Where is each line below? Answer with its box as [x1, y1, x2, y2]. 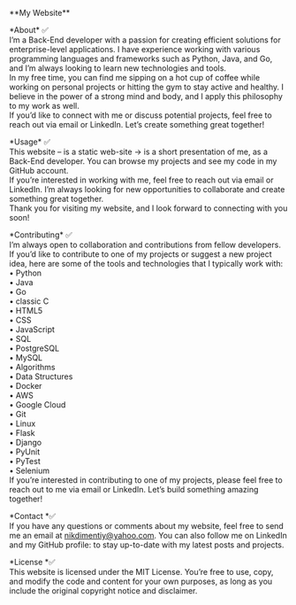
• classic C [9, 296, 49, 306]
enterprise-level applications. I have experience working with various [9, 44, 261, 54]
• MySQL [9, 353, 42, 362]
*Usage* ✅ [9, 136, 51, 147]
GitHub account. [9, 166, 69, 175]
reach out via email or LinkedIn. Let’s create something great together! [9, 120, 265, 129]
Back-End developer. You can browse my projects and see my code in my [9, 156, 277, 167]
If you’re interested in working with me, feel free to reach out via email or [9, 175, 274, 185]
